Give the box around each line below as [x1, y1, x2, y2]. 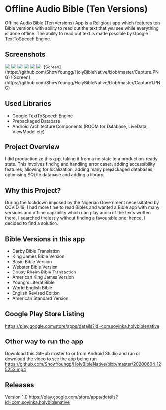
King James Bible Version [12, 253, 65, 259]
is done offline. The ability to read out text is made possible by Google [5, 30, 148, 36]
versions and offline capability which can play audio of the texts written [5, 210, 151, 216]
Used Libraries [5, 99, 51, 108]
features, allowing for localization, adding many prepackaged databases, [5, 166, 154, 172]
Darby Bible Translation [12, 248, 60, 254]
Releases [5, 381, 34, 389]
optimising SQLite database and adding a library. [5, 172, 105, 178]
